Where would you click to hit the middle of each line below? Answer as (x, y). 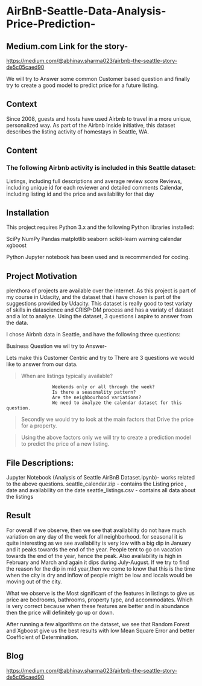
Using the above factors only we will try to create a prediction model (106, 438)
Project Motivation (42, 276)
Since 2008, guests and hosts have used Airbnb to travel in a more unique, (99, 118)
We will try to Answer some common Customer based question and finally (98, 79)
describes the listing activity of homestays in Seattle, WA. (78, 132)
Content (22, 151)
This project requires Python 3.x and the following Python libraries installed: (100, 227)
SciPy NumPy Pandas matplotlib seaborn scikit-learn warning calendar (94, 239)
